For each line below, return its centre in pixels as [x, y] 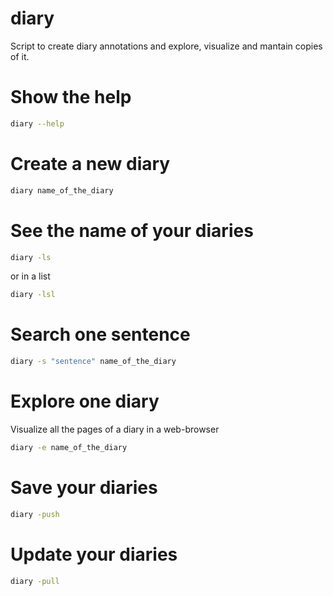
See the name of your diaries [132, 230]
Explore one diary [85, 401]
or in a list [30, 276]
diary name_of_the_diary [62, 190]
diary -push [35, 514]
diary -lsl [33, 295]
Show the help [71, 97]
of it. [20, 56]
